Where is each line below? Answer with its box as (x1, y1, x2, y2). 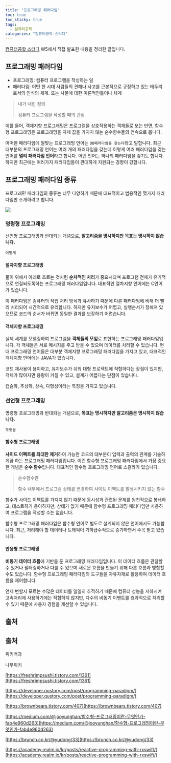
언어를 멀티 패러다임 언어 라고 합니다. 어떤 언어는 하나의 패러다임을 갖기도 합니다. (5, 152, 164, 159)
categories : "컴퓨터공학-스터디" (5, 31, 68, 36)
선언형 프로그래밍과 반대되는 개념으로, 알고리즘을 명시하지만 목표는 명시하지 (5, 233, 155, 239)
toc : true (5, 12, 27, 17)
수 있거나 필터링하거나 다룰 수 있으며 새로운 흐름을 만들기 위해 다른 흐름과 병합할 (5, 565, 165, 571)
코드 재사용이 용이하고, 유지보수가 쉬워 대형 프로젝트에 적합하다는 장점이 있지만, (5, 366, 163, 372)
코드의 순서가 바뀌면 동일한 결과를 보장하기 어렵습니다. (18, 311, 127, 317)
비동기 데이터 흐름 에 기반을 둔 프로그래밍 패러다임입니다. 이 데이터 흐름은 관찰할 (5, 558, 163, 564)
